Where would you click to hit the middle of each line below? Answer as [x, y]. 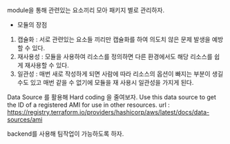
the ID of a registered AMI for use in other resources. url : [89, 105]
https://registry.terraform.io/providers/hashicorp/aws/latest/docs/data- [108, 112]
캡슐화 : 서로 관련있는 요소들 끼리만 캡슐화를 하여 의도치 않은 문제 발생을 [114, 39]
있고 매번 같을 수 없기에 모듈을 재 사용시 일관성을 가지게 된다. [112, 82]
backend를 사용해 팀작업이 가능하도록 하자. [66, 134]
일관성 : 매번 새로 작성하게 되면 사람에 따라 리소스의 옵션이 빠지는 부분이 [114, 74]
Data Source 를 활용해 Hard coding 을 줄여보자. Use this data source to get [112, 97]
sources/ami [25, 120]
